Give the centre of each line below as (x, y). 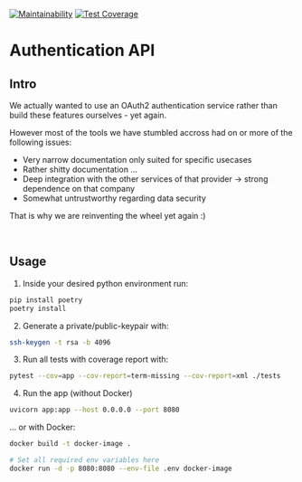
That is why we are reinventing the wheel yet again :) (108, 216)
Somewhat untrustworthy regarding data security (114, 198)
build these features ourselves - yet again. (88, 115)
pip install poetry (46, 300)
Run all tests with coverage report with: (95, 359)
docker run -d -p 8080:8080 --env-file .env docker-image (121, 468)
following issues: (41, 142)
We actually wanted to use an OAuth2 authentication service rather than (143, 105)
